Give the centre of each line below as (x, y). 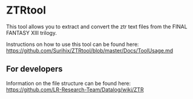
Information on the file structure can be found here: (68, 83)
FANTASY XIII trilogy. (32, 32)
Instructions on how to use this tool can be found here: (73, 44)
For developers (35, 69)
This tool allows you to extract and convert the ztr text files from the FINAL (97, 27)
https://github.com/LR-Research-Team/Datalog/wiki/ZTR (75, 90)
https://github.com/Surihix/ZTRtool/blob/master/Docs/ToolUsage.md (90, 50)
